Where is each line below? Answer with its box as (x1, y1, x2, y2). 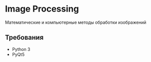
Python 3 (12, 46, 30, 52)
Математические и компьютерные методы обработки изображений (5, 19, 147, 25)
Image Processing (5, 3, 79, 15)
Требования (5, 33, 44, 42)
